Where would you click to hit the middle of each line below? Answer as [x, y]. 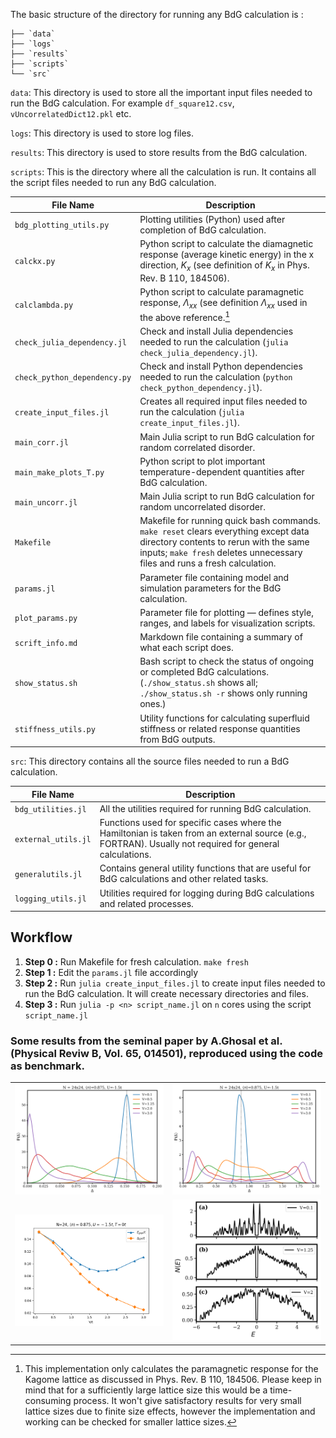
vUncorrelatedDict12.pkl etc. [71, 113]
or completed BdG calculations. [204, 672]
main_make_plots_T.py [59, 472]
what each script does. [186, 647]
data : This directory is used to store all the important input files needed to [161, 92]
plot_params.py [46, 619]
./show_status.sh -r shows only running [223, 693]
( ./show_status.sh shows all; [198, 683]
